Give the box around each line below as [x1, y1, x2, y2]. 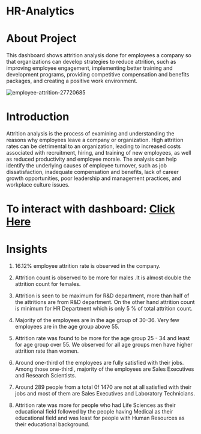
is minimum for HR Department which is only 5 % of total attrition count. [14, 305, 193, 312]
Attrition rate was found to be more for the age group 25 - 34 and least [14, 335, 190, 342]
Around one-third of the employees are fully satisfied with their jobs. [14, 359, 184, 367]
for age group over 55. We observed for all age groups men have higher [14, 341, 193, 349]
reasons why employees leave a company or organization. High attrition [6, 137, 184, 144]
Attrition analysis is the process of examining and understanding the [6, 130, 175, 137]
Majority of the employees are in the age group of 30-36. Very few [14, 317, 180, 324]
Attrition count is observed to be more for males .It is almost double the [14, 274, 191, 281]
